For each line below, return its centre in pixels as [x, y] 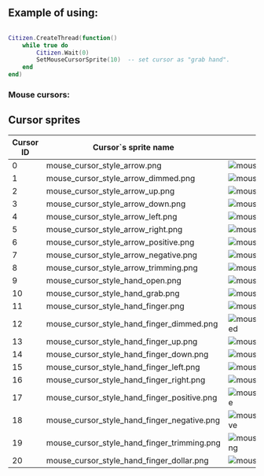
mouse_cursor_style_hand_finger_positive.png [132, 397]
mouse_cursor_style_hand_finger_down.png [127, 354]
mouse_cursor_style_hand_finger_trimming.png [134, 442]
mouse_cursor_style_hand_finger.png [115, 306]
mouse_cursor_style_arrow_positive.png [120, 242]
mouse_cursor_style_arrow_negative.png [122, 255]
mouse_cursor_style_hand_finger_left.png [123, 367]
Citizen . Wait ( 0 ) [63, 53]
